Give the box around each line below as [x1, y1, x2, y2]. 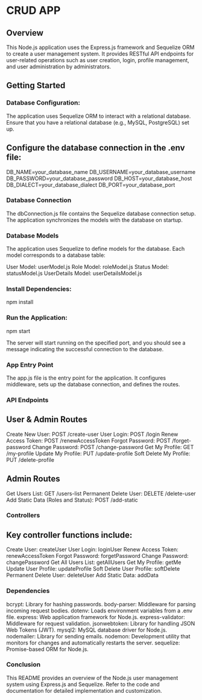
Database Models [6, 231, 59, 239]
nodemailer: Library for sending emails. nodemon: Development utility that [6, 632, 191, 640]
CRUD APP [6, 4, 61, 18]
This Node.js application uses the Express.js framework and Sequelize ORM [6, 44, 195, 51]
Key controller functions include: [6, 530, 133, 540]
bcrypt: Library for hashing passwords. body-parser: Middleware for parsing [6, 600, 196, 608]
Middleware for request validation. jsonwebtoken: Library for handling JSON [6, 620, 195, 627]
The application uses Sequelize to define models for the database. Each [6, 245, 185, 253]
